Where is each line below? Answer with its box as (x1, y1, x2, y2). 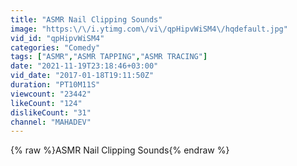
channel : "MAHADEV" (10, 117, 92, 127)
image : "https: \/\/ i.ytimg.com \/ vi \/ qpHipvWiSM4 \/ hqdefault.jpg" (10, 24, 288, 34)
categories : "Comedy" (10, 42, 101, 53)
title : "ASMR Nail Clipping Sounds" (10, 14, 163, 25)
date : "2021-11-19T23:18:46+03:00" (10, 61, 159, 71)
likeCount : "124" (10, 98, 83, 108)
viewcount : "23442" (10, 89, 92, 99)
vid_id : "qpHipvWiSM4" (10, 33, 105, 43)
